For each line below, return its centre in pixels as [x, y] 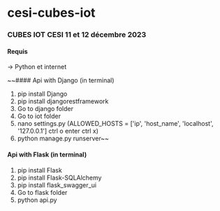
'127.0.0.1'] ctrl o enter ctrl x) [58, 131]
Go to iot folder [39, 116]
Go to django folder [45, 109]
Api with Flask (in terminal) [47, 154]
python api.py [37, 200]
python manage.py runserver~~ [63, 138]
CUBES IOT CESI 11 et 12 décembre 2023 [77, 35]
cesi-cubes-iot [51, 13]
